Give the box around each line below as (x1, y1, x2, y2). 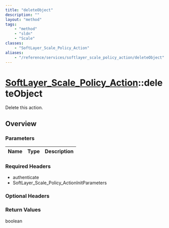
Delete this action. (5, 105, 43, 111)
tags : (5, 21, 17, 27)
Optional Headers (5, 192, 50, 199)
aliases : (5, 50, 24, 55)
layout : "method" (5, 17, 42, 22)
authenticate (12, 174, 39, 181)
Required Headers (5, 163, 51, 170)
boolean (5, 218, 23, 224)
